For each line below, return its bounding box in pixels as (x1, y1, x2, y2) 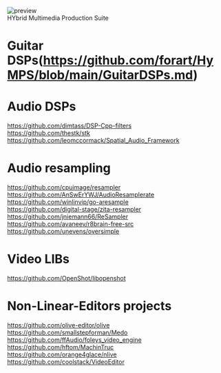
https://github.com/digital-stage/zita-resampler (7, 205, 142, 214)
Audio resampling (7, 161, 112, 176)
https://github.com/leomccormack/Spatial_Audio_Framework (7, 137, 180, 145)
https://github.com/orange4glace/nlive (7, 350, 117, 359)
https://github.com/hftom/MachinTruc (7, 343, 114, 351)
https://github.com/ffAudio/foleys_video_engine (7, 335, 143, 344)
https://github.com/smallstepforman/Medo (7, 328, 128, 336)
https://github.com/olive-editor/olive (7, 321, 110, 329)
